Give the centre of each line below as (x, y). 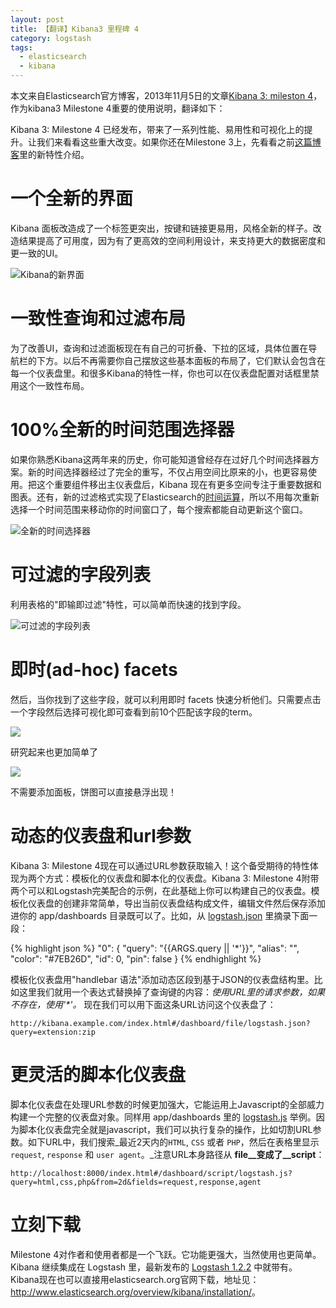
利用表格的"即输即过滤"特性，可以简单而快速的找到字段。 (128, 604)
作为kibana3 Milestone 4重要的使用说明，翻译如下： (118, 108)
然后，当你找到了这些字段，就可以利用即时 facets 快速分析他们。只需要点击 (166, 699)
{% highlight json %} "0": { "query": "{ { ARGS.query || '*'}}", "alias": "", (155, 948)
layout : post (37, 19)
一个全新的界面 (72, 198)
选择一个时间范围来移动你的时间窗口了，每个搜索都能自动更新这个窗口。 (159, 509)
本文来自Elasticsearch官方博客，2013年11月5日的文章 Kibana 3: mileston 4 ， (166, 95)
